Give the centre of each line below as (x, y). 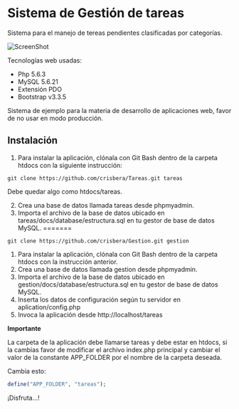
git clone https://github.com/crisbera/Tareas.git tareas (95, 178)
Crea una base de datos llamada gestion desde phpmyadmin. (107, 269)
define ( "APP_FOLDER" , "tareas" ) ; (57, 384)
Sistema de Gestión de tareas (96, 13)
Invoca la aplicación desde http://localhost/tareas (90, 314)
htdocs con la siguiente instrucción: (70, 165)
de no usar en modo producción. (55, 118)
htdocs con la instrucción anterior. (68, 262)
